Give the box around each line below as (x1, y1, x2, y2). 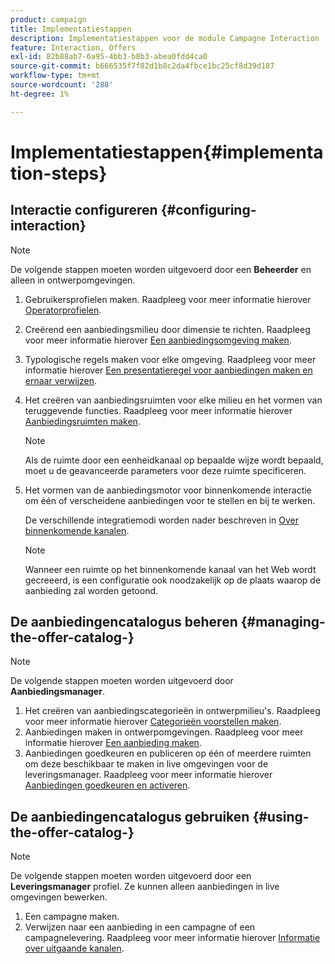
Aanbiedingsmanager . (10, 686, 105, 698)
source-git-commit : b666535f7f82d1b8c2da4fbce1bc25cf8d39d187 (10, 61, 275, 71)
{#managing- (240, 614, 326, 631)
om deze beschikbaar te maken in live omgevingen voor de (24, 758, 269, 770)
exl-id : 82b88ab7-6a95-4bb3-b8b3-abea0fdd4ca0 (10, 52, 208, 62)
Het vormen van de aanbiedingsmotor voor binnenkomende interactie (24, 484, 312, 496)
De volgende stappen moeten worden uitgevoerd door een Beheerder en (10, 263, 312, 275)
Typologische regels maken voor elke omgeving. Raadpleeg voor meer (24, 353, 317, 365)
